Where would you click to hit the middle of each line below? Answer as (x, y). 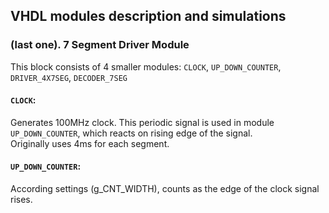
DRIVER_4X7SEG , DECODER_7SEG (69, 77)
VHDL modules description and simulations (148, 16)
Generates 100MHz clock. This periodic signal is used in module (142, 122)
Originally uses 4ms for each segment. (90, 143)
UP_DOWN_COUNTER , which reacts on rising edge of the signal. (131, 133)
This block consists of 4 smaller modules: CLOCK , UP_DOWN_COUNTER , (146, 66)
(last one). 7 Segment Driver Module (100, 45)
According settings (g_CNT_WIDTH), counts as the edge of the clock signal (165, 189)
